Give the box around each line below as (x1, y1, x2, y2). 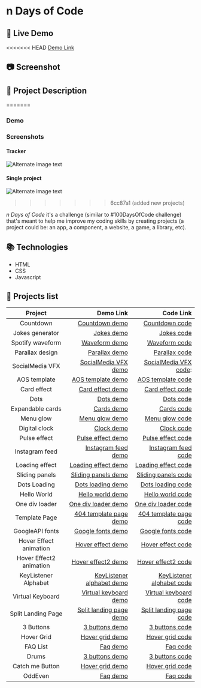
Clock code (159, 424, 192, 433)
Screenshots (6, 133, 44, 141)
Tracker (6, 147, 26, 154)
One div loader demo (69, 500, 129, 508)
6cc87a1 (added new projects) (110, 199, 185, 207)
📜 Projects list (6, 291, 59, 301)
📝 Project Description (6, 85, 87, 95)
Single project (6, 174, 42, 181)
